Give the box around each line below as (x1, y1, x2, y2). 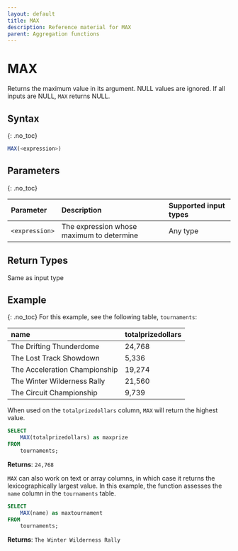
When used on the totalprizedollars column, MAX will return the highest (7, 406, 218, 414)
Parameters (7, 165, 60, 177)
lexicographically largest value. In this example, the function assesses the (7, 481, 222, 490)
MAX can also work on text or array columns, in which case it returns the (7, 474, 215, 482)
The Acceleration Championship (11, 365, 118, 375)
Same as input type (7, 273, 64, 282)
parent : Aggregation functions (7, 30, 100, 38)
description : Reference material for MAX (7, 23, 132, 31)
